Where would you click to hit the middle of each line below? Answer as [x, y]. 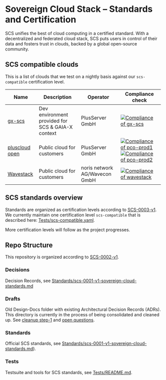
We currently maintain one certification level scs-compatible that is [73, 215]
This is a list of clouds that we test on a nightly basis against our [70, 76]
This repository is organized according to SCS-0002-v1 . [62, 257]
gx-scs [16, 121]
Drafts [13, 298]
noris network [97, 168]
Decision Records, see [28, 281]
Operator [98, 97]
